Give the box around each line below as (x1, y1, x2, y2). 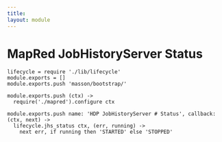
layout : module (7, 16, 51, 23)
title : (7, 10, 26, 17)
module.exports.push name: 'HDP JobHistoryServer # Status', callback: (7, 110, 216, 117)
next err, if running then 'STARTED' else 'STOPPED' (19, 128, 173, 136)
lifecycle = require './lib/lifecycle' (7, 69, 121, 75)
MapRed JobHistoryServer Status (7, 46, 203, 62)
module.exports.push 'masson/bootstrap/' (7, 80, 127, 88)
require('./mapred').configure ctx (13, 99, 115, 106)
